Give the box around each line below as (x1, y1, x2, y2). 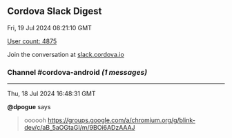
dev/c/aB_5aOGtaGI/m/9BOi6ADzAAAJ (23, 124, 136, 132)
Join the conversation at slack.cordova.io (7, 50, 124, 58)
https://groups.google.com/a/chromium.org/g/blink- (48, 116, 195, 124)
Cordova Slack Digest (7, 5, 102, 17)
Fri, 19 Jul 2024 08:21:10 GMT (7, 23, 92, 32)
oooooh (23, 116, 47, 124)
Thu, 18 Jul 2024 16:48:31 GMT (7, 89, 96, 98)
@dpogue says (7, 103, 51, 111)
